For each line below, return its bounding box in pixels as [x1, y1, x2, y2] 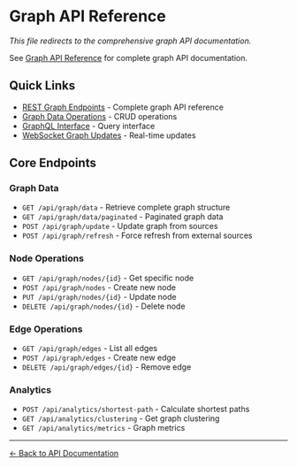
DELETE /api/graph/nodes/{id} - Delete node [21, 301, 186, 311]
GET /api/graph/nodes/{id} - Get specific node [21, 272, 194, 283]
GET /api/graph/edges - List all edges [21, 343, 157, 354]
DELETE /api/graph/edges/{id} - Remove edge [21, 362, 192, 372]
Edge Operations [9, 323, 83, 335]
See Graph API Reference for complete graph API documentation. [9, 52, 248, 63]
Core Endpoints [9, 156, 97, 171]
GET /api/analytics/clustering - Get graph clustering [21, 413, 220, 424]
